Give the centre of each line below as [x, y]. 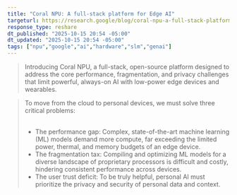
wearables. [41, 89]
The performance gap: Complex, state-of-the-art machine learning [132, 132]
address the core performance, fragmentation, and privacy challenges [127, 74]
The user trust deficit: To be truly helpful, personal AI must [120, 177]
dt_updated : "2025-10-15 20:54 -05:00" [66, 40]
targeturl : [23, 20]
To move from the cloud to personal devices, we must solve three [120, 103]
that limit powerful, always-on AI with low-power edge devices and [122, 82]
